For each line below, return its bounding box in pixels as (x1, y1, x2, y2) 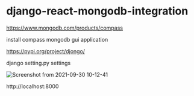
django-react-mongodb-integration (6, 4, 189, 18)
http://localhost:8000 (6, 83, 59, 90)
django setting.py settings (6, 59, 71, 66)
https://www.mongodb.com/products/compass (6, 24, 124, 31)
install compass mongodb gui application (6, 36, 108, 43)
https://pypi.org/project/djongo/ (6, 47, 86, 55)
